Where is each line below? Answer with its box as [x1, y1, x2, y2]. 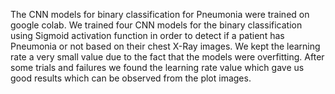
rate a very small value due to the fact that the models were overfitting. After [10, 51, 325, 63]
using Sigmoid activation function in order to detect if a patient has [10, 30, 285, 41]
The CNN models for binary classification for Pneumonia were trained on [10, 9, 310, 20]
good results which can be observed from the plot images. [10, 72, 252, 84]
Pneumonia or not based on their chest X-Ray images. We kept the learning [10, 40, 321, 52]
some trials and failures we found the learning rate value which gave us [10, 62, 305, 73]
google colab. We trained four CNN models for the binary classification [10, 19, 303, 31]
